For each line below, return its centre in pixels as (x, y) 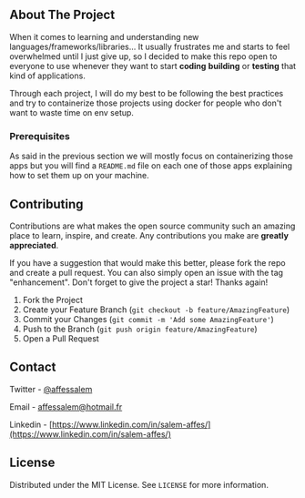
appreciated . (34, 245)
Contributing (46, 204)
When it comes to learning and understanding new (104, 36)
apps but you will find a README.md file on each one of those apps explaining (151, 166)
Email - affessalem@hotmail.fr (66, 407)
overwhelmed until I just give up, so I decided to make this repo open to (143, 56)
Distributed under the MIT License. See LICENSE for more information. (139, 484)
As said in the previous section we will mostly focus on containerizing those (152, 156)
